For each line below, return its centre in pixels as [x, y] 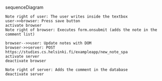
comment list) [20, 34]
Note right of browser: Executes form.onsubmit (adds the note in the [81, 30]
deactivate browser [26, 61]
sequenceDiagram [25, 7]
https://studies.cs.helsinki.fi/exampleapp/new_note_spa [67, 52]
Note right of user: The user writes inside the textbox [67, 17]
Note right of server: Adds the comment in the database [67, 70]
